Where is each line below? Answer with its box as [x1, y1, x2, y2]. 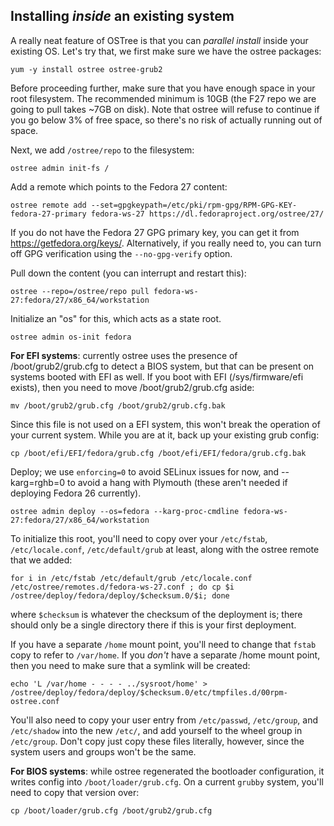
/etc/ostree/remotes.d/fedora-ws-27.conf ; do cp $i [10, 582, 235, 592]
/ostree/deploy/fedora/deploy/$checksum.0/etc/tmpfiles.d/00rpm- [10, 687, 288, 698]
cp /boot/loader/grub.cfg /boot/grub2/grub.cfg [10, 805, 213, 816]
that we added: [10, 554, 73, 566]
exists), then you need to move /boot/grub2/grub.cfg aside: [10, 381, 255, 393]
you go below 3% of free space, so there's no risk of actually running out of [10, 114, 323, 126]
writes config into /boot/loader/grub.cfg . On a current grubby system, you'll [10, 775, 324, 788]
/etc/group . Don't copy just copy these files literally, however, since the [10, 735, 305, 747]
